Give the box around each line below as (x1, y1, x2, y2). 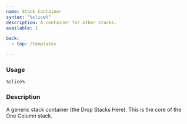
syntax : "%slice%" (6, 14, 51, 20)
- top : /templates (11, 41, 57, 47)
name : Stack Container (6, 8, 62, 15)
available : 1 (6, 25, 38, 31)
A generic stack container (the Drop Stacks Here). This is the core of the (6, 106, 182, 113)
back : (6, 36, 19, 42)
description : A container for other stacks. (6, 19, 117, 25)
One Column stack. (6, 112, 53, 119)
